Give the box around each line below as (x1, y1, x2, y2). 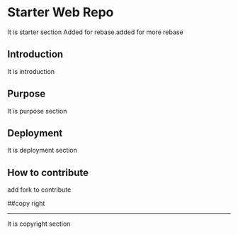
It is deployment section (7, 146, 78, 155)
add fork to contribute (7, 185, 72, 194)
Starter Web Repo (7, 4, 114, 21)
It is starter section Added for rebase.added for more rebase (7, 28, 183, 36)
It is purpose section (7, 106, 67, 115)
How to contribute (7, 166, 89, 178)
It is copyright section (7, 219, 71, 228)
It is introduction (7, 67, 55, 75)
